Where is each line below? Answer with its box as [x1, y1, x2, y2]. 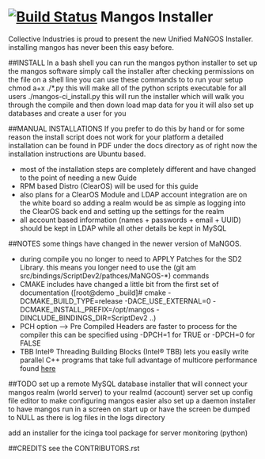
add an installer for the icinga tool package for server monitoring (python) [8, 428, 248, 438]
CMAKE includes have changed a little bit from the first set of [19, 279, 219, 289]
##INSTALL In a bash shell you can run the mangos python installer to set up [8, 58, 258, 67]
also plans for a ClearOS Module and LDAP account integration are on [19, 189, 248, 199]
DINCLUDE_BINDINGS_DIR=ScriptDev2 [19, 313, 148, 323]
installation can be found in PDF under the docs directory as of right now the [8, 140, 258, 150]
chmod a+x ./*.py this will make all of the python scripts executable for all [8, 83, 247, 93]
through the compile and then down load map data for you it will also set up [8, 100, 255, 109]
